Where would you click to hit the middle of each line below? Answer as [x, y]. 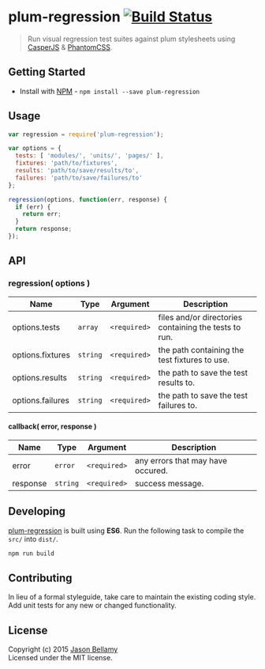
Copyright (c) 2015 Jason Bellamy [63, 649]
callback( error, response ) [52, 426]
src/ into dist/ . [33, 539]
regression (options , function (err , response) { [88, 199]
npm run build [32, 554]
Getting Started [47, 72]
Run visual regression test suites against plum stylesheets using [131, 39]
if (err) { [33, 207]
